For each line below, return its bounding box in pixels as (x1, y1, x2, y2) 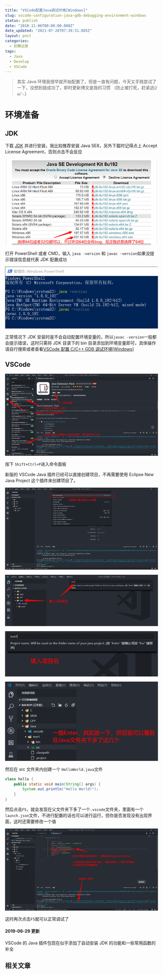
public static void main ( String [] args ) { (14, 782, 101, 786)
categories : (5, 39, 29, 44)
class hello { (5, 776, 34, 782)
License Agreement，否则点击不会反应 (5, 149, 82, 155)
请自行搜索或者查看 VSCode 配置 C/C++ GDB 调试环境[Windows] (5, 346, 134, 352)
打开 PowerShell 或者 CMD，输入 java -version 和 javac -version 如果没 (5, 250, 150, 256)
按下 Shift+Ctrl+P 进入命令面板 (5, 461, 66, 467)
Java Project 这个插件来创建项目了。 (5, 478, 78, 483)
